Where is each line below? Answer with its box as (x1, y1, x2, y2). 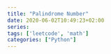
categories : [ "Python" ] (7, 36, 77, 43)
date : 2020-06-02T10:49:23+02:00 (7, 17, 105, 24)
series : (7, 23, 30, 30)
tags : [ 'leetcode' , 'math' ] (7, 29, 89, 37)
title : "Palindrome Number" (7, 10, 89, 18)
